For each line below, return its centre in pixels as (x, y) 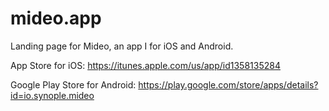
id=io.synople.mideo (52, 95)
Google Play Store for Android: (73, 84)
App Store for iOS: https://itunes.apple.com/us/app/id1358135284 (145, 65)
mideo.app (56, 18)
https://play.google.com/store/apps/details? (228, 84)
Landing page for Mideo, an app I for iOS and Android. (122, 46)
